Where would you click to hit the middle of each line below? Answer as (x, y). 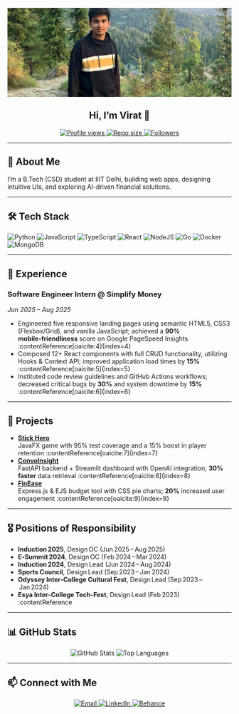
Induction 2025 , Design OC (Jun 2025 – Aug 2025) (91, 549)
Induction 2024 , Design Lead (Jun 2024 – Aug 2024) (94, 564)
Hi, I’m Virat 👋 (119, 116)
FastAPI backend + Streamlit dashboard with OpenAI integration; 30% (121, 468)
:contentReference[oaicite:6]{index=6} (74, 392)
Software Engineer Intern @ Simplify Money (85, 294)
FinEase (30, 483)
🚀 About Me (34, 162)
